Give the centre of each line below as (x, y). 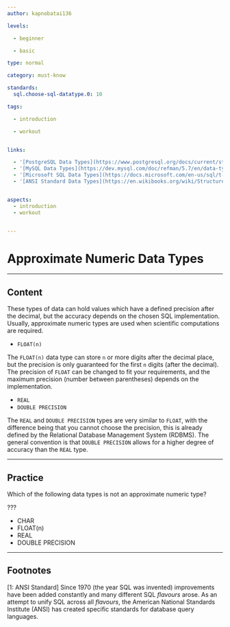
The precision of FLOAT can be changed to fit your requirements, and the (108, 372)
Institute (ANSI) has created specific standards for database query (101, 609)
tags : (15, 106)
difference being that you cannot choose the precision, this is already (105, 428)
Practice (25, 478)
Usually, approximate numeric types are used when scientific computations (113, 323)
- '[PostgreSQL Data (42, 162)
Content (25, 292)
